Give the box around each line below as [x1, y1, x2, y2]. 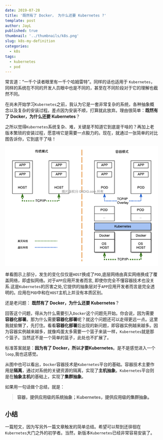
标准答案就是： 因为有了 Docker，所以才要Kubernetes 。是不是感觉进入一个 [5, 345, 156, 351]
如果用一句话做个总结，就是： [5, 384, 65, 390]
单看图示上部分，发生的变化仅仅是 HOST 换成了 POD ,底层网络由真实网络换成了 [5, 272, 154, 277]
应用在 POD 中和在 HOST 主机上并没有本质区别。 [17, 290, 106, 295]
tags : [5, 54, 16, 59]
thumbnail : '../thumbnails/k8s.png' [5, 34, 79, 38]
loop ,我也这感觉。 [5, 351, 41, 357]
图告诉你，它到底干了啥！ [5, 136, 56, 142]
